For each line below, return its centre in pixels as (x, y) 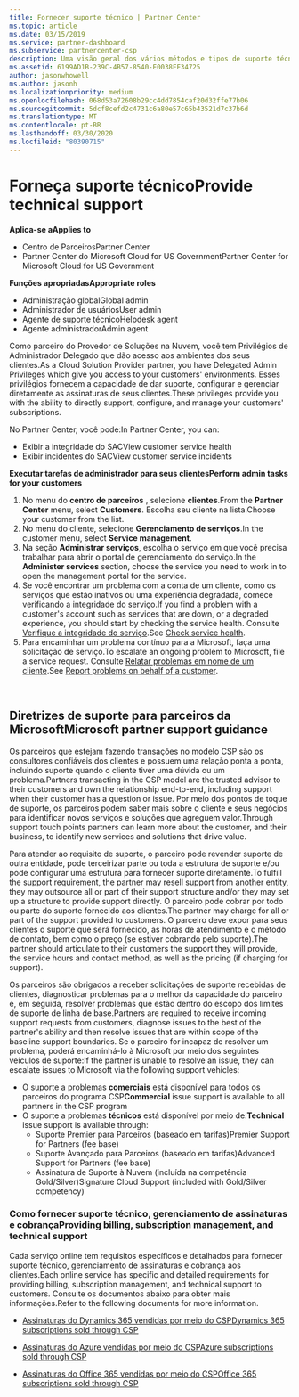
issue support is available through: (85, 1124)
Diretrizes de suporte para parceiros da (120, 716)
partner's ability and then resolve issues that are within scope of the (134, 1032)
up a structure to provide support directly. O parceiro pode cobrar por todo (146, 901)
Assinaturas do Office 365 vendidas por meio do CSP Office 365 (139, 1374)
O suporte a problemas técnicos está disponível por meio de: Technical (153, 1115)
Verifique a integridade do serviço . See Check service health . (134, 633)
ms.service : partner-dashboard (67, 42)
